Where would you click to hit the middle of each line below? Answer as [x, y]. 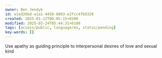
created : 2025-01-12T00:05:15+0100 [42, 19]
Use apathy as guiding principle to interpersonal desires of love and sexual [81, 46]
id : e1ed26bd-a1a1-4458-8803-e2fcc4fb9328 [49, 14]
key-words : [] [20, 32]
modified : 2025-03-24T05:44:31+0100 [43, 23]
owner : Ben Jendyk [24, 10]
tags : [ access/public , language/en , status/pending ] [61, 28]
